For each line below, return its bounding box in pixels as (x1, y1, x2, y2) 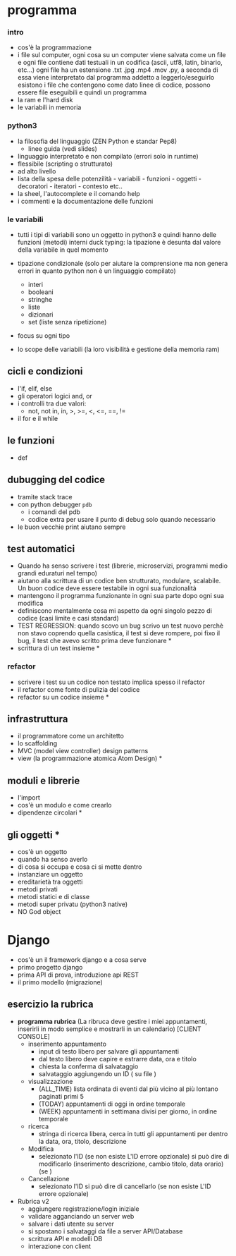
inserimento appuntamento (27, 1039, 107, 1048)
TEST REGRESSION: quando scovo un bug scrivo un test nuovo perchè (17, 621, 224, 630)
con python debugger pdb (17, 500, 92, 508)
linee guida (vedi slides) (27, 144, 97, 153)
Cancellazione (27, 1174, 70, 1183)
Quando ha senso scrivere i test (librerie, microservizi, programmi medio (17, 561, 228, 570)
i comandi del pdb (27, 507, 81, 516)
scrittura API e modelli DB (27, 1234, 103, 1243)
